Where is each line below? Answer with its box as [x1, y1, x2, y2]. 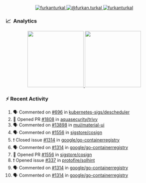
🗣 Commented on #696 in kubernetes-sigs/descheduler [12, 109, 130, 115]
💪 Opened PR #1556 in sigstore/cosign [12, 151, 92, 157]
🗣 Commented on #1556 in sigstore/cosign [12, 129, 103, 135]
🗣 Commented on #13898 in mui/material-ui [12, 121, 105, 127]
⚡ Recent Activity [5, 95, 49, 102]
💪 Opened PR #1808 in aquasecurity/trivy [12, 116, 98, 122]
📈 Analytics [5, 17, 37, 24]
